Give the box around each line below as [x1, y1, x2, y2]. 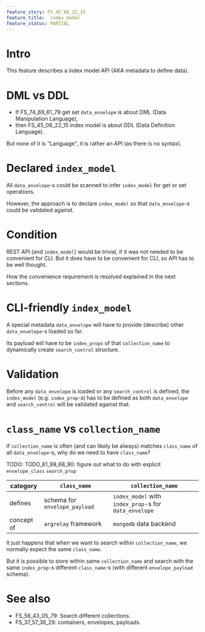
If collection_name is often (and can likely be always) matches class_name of [6, 442, 198, 450]
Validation [6, 368, 59, 381]
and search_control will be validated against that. [6, 401, 131, 407]
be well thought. [6, 261, 47, 269]
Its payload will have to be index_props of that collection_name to [6, 340, 170, 347]
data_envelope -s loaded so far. [6, 328, 84, 335]
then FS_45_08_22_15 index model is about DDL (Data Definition [15, 122, 176, 129]
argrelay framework [43, 519, 102, 528]
